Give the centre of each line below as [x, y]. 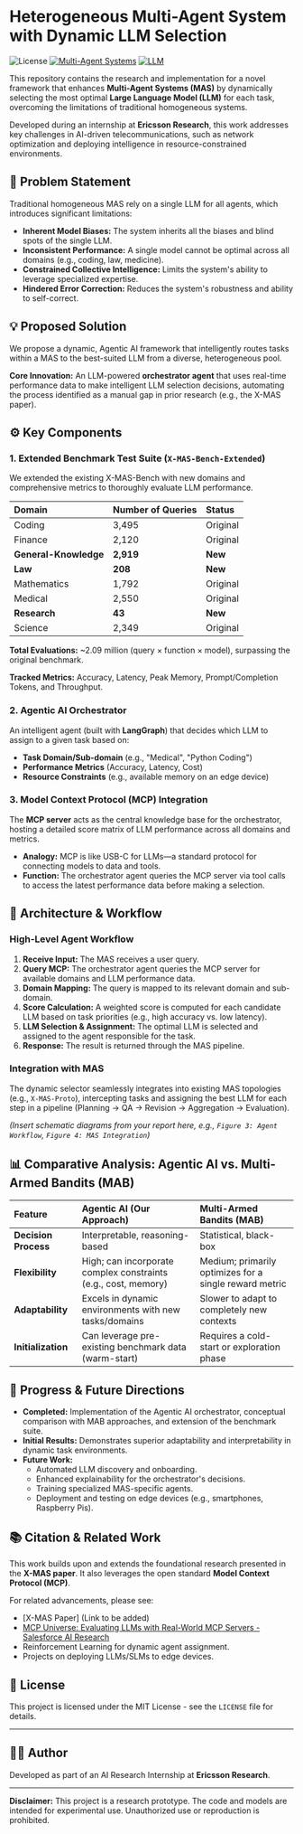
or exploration [251, 1347]
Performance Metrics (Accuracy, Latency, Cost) [112, 767]
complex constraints [125, 1272]
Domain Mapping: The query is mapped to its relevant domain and [146, 988]
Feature [31, 1214]
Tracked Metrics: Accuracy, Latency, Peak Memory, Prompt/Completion [144, 677]
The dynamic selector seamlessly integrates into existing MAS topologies [145, 1088]
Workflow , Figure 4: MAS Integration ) [80, 1134]
